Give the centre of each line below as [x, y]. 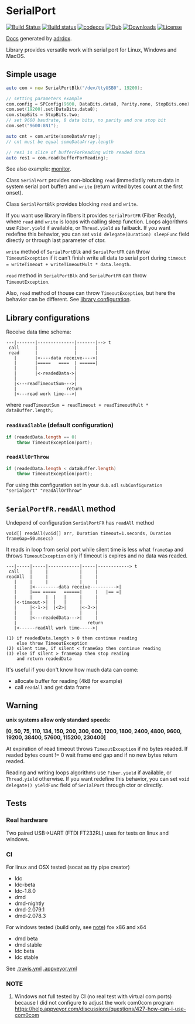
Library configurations [48, 318]
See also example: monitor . [39, 169]
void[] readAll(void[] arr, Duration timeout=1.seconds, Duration [89, 534]
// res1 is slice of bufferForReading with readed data [76, 152]
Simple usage [31, 74]
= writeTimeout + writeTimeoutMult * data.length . [69, 264]
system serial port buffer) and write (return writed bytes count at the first [95, 186]
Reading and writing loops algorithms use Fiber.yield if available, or [89, 773]
